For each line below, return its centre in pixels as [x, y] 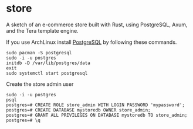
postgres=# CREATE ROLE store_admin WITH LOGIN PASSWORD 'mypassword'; [95, 105]
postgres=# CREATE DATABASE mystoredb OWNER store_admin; [78, 110]
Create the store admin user [40, 84]
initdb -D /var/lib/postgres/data [48, 63]
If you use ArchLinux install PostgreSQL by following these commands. [92, 42]
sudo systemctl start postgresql [47, 73]
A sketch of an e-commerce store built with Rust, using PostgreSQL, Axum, [97, 25]
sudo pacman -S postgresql [39, 53]
